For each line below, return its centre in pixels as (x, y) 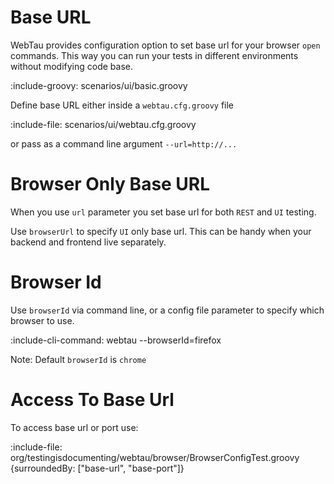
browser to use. (42, 320)
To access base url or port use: (74, 427)
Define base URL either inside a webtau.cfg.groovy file (122, 105)
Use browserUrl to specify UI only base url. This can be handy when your (161, 231)
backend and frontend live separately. (88, 242)
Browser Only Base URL (110, 184)
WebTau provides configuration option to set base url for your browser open (165, 45)
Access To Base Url (92, 400)
